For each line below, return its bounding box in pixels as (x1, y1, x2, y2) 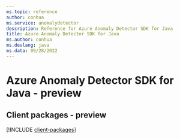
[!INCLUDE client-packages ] (6, 126, 76, 133)
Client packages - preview (6, 110, 107, 120)
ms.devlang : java (6, 43, 50, 49)
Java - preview (6, 86, 82, 99)
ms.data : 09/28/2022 (6, 48, 58, 54)
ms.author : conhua (6, 37, 52, 43)
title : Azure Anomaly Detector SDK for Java (6, 31, 119, 37)
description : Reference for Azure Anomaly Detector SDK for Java (6, 25, 173, 32)
